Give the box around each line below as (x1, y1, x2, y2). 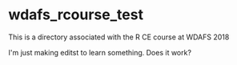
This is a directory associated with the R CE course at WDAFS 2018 (8, 32, 230, 42)
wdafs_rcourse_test (8, 6, 144, 24)
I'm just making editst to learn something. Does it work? (8, 47, 192, 57)
